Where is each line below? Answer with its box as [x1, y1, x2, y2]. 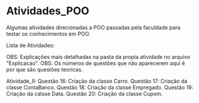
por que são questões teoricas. [6, 65, 83, 73]
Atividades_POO [6, 4, 90, 18]
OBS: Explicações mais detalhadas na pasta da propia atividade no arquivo [6, 53, 191, 60]
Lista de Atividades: [6, 42, 55, 49]
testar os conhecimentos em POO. [6, 30, 91, 37]
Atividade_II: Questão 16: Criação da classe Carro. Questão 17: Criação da [6, 77, 188, 85]
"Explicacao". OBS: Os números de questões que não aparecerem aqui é [6, 60, 185, 67]
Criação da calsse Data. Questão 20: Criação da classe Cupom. [6, 90, 163, 97]
